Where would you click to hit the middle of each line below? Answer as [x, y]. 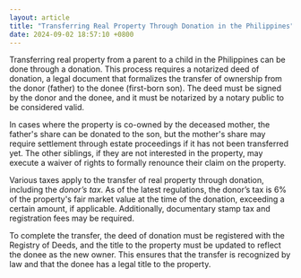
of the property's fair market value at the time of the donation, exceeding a [147, 199]
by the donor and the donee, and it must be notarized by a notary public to [147, 98]
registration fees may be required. [72, 218]
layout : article [39, 17]
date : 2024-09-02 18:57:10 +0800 [72, 34]
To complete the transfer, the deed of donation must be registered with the [147, 236]
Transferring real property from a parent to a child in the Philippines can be [147, 60]
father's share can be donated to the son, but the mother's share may [138, 135]
